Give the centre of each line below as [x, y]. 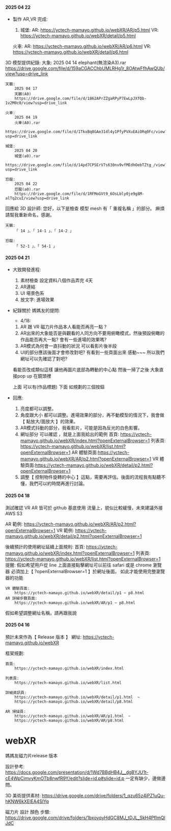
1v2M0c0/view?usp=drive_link [36, 103]
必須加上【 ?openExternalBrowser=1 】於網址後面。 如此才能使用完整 [83, 571]
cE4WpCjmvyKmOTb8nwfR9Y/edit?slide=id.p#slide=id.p [65, 778]
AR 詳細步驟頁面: [21, 598]
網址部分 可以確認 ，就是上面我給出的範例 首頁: [70, 434]
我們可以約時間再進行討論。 [58, 484]
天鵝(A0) [23, 94]
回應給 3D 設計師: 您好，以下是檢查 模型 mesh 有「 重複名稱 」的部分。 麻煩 [85, 209]
